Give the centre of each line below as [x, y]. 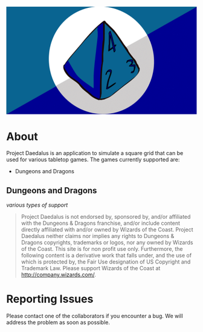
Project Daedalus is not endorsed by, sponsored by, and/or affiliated [106, 217]
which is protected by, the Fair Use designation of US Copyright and [106, 262]
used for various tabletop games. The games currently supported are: [93, 160]
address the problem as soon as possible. [58, 322]
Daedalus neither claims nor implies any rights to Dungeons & [98, 236]
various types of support [37, 205]
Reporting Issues [50, 299]
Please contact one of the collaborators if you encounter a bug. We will [95, 316]
